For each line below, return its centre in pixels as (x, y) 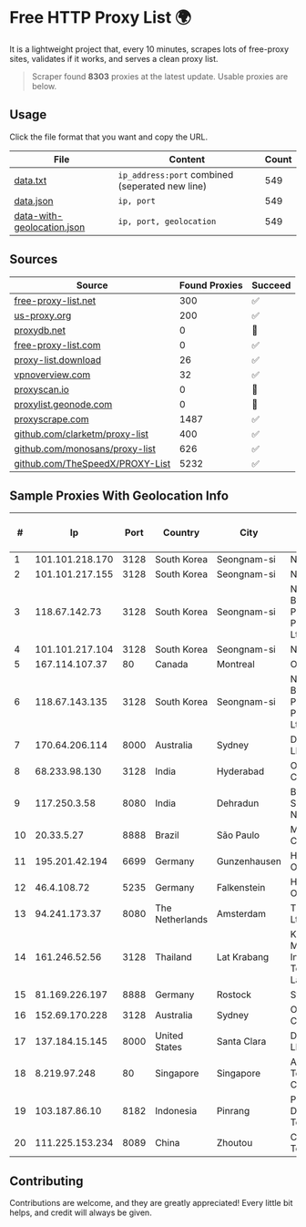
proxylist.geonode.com (63, 404)
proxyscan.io (42, 389)
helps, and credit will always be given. (81, 1212)
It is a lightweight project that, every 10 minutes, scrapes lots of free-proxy (149, 49)
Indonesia (176, 1111)
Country (181, 532)
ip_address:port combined (176, 174)
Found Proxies (211, 285)
